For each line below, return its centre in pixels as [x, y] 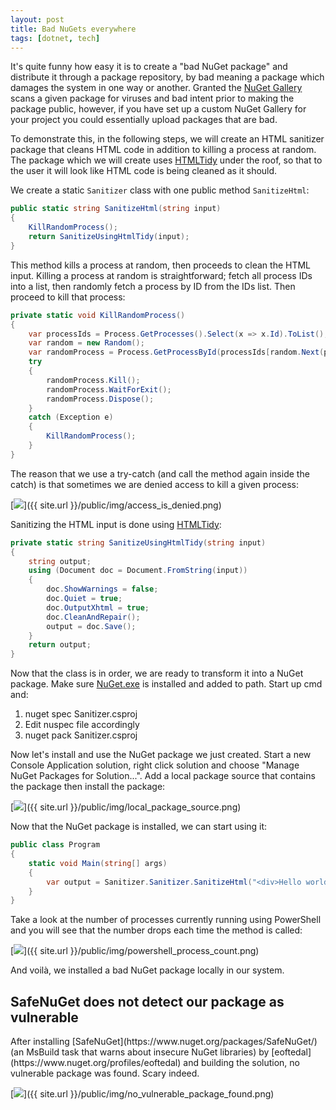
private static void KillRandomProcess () [98, 315]
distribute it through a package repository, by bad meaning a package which [167, 77]
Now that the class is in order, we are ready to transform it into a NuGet [157, 673]
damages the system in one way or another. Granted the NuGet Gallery [156, 88]
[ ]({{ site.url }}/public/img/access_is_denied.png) [116, 505]
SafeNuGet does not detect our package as [147, 1001]
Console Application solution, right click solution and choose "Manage [155, 765]
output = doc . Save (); [91, 626]
